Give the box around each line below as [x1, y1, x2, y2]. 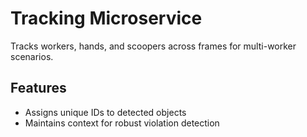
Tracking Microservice [10, 7, 203, 30]
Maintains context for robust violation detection [24, 117, 220, 129]
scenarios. [10, 50, 54, 62]
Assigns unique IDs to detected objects [24, 106, 187, 118]
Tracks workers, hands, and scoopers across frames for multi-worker [10, 40, 297, 52]
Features [10, 80, 67, 97]
